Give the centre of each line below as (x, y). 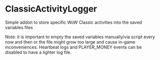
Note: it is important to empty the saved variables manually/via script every (80, 37)
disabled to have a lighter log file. (38, 52)
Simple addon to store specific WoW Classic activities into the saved (73, 22)
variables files (19, 27)
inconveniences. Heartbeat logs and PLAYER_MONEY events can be (73, 47)
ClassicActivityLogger (51, 9)
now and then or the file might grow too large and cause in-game (70, 42)
